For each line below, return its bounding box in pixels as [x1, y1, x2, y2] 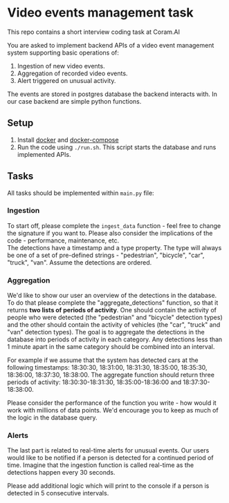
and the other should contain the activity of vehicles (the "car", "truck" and [7, 321, 221, 329]
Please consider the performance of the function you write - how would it [7, 399, 217, 407]
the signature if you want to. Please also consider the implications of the [7, 229, 213, 237]
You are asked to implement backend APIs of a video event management [7, 41, 214, 49]
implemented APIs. [17, 150, 71, 158]
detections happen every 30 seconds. [7, 468, 116, 477]
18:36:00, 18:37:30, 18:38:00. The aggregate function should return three [7, 371, 214, 379]
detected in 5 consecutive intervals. [7, 489, 109, 497]
